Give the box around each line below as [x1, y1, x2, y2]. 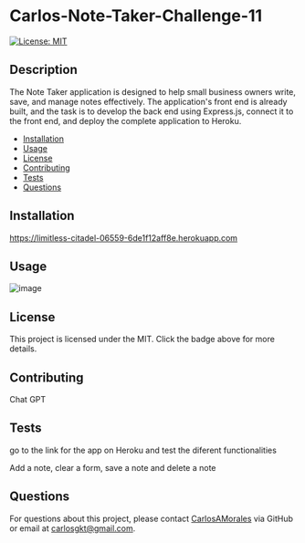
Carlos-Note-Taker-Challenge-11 [9, 5, 263, 26]
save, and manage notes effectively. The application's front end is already [9, 96, 288, 107]
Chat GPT [9, 394, 47, 404]
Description [9, 62, 78, 78]
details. [9, 343, 37, 354]
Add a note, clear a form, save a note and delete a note [9, 462, 216, 473]
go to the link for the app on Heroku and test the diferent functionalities [9, 444, 277, 455]
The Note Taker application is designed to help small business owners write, [9, 86, 297, 97]
